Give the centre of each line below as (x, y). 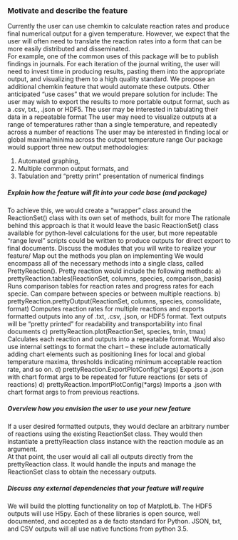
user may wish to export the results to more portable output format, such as (119, 102)
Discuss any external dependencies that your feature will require (106, 488)
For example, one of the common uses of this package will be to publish (113, 56)
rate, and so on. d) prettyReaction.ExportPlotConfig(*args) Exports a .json (116, 370)
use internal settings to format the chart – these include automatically (109, 347)
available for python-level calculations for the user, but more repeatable (113, 233)
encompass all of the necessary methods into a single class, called (106, 264)
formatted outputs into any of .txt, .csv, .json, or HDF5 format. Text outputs (117, 316)
